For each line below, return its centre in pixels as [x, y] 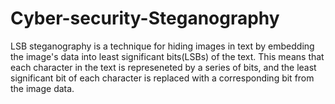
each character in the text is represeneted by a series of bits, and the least [163, 67]
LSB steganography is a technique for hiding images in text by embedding [162, 46]
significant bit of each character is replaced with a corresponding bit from [162, 78]
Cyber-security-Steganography [145, 18]
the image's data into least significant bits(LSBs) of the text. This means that [167, 56]
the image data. [42, 88]
